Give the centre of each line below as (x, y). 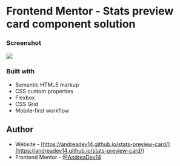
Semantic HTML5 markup (47, 85)
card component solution (71, 24)
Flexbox (25, 98)
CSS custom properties (44, 91)
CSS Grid (26, 104)
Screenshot (24, 43)
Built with (21, 71)
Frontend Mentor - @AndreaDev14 (58, 157)
